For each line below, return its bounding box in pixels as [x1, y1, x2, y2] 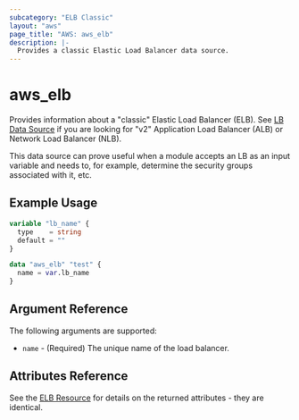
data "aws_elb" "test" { [9, 260, 102, 269]
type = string [17, 227, 82, 237]
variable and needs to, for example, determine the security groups [9, 160, 253, 171]
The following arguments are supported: [9, 325, 158, 336]
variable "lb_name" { [9, 219, 90, 228]
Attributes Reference [9, 368, 129, 384]
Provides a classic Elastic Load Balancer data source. [17, 46, 229, 55]
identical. [9, 401, 43, 412]
